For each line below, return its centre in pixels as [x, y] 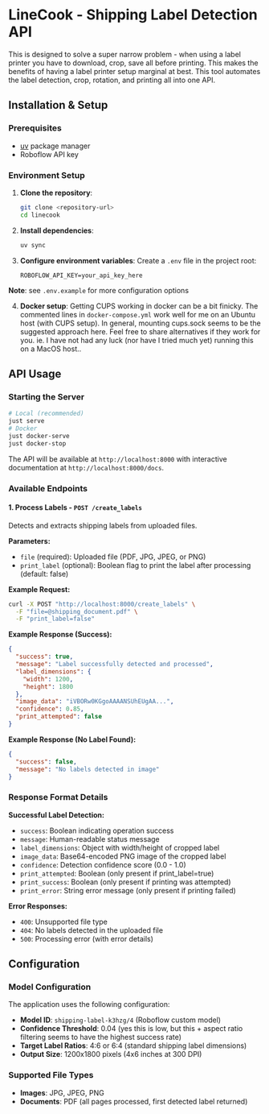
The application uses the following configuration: [89, 1004]
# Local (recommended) [46, 414]
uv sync [33, 245]
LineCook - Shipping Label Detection [133, 15]
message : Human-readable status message [90, 839]
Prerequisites [35, 128]
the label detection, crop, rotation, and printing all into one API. [112, 80]
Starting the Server [47, 396]
